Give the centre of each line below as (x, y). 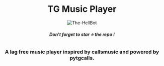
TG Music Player (82, 9)
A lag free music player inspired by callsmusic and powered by (82, 52)
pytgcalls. (82, 58)
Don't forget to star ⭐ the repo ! (82, 34)
